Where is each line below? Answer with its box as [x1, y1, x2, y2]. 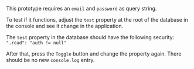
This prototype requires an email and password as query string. [6, 5, 157, 12]
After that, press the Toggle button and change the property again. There [6, 50, 182, 57]
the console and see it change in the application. [6, 23, 124, 29]
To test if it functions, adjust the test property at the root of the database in [6, 16, 189, 23]
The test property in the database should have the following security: [6, 34, 175, 40]
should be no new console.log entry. [6, 57, 95, 63]
